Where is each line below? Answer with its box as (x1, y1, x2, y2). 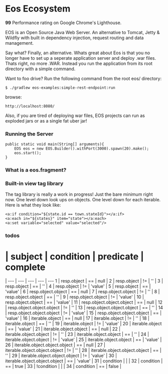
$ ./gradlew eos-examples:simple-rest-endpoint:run (5, 85, 115, 90)
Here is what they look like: (5, 202, 61, 208)
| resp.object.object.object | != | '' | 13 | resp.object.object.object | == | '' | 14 (5, 305, 163, 311)
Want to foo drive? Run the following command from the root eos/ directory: (5, 75, 162, 81)
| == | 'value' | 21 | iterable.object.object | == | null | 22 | (5, 326, 121, 332)
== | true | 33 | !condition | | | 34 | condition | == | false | (5, 363, 122, 369)
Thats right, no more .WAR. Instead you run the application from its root (5, 60, 153, 66)
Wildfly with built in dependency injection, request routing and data (5, 35, 144, 41)
